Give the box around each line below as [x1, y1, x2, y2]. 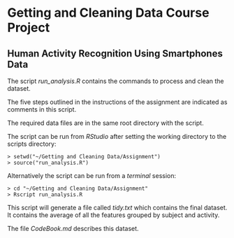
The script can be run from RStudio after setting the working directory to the [7, 133, 227, 140]
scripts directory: [7, 140, 57, 148]
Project [7, 20, 50, 36]
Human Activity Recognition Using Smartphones [7, 47, 224, 59]
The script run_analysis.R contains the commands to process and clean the [7, 77, 225, 85]
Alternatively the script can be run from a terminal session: [7, 172, 177, 179]
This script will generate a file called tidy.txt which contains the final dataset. [7, 204, 228, 211]
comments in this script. [7, 105, 77, 113]
